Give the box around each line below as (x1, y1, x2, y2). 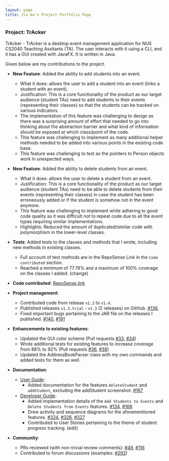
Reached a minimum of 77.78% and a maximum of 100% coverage (20, 265, 158, 271)
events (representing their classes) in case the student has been (20, 191, 154, 197)
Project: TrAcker (5, 29, 46, 36)
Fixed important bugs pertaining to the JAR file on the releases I (20, 310, 153, 316)
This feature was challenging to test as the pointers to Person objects (20, 150, 165, 156)
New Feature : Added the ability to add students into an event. (12, 70, 141, 76)
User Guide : (20, 376, 45, 383)
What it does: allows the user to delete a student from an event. (20, 175, 152, 181)
